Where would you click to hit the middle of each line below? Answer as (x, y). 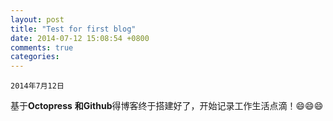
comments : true (42, 47)
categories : (35, 57)
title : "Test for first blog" (73, 29)
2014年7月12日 (37, 86)
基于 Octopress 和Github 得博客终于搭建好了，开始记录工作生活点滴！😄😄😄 (167, 106)
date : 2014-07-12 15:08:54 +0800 (80, 38)
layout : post (37, 19)
